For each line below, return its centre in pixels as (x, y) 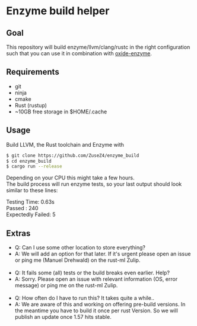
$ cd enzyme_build (29, 161)
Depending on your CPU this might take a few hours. (70, 178)
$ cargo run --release (34, 167)
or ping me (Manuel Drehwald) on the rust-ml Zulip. (77, 260)
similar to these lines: (32, 191)
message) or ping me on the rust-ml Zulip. (66, 286)
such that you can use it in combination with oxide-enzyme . (79, 53)
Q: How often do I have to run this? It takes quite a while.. (85, 298)
